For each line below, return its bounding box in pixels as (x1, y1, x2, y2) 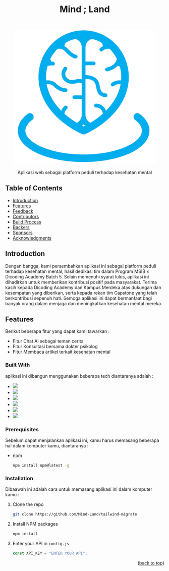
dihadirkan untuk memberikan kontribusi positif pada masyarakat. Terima (5, 279, 157, 285)
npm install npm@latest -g (12, 463, 70, 468)
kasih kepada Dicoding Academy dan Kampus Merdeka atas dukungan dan (5, 284, 161, 291)
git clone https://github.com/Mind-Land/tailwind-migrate (12, 512, 137, 517)
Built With (5, 362, 30, 369)
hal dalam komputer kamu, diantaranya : (5, 442, 89, 448)
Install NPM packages (12, 521, 58, 527)
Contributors (12, 213, 39, 219)
